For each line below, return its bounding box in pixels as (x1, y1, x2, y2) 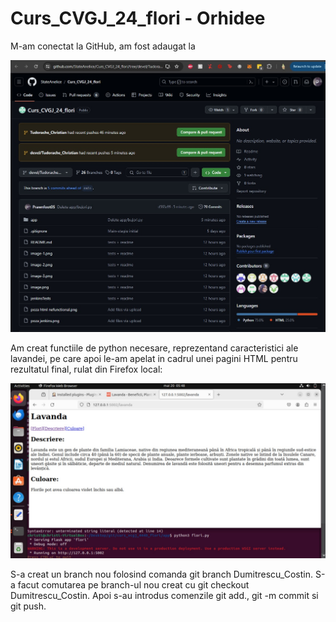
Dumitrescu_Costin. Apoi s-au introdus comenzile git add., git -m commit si (10, 589, 319, 601)
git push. (10, 600, 47, 612)
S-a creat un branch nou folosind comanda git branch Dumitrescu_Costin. (10, 568, 313, 580)
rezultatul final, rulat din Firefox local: (10, 363, 163, 375)
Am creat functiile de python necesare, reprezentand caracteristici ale (10, 342, 299, 354)
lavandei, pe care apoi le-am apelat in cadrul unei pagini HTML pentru (10, 352, 298, 364)
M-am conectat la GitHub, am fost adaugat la (10, 40, 196, 52)
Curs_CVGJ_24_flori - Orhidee (10, 7, 266, 30)
